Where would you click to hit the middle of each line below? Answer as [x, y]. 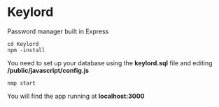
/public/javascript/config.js [48, 70]
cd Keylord [23, 44]
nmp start [22, 83]
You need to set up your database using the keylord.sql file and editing [110, 63]
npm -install [26, 50]
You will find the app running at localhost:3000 [76, 96]
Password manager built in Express [58, 31]
